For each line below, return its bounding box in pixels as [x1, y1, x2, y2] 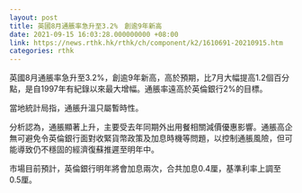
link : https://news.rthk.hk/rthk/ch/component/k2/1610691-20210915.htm [9, 38, 283, 48]
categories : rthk [9, 47, 75, 56]
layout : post [9, 13, 58, 22]
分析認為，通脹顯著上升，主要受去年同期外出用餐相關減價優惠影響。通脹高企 [9, 122, 293, 133]
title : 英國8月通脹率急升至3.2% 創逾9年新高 [9, 22, 163, 31]
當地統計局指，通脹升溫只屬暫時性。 [9, 102, 144, 113]
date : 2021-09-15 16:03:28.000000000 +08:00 [9, 30, 179, 39]
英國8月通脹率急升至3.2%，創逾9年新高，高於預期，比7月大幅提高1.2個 [9, 73, 274, 83]
